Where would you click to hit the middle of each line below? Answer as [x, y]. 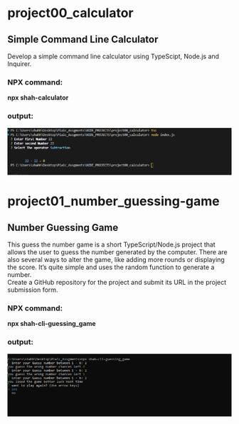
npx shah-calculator [38, 98]
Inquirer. [20, 64]
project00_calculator [70, 13]
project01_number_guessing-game [113, 201]
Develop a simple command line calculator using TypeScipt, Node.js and [113, 56]
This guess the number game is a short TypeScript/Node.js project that [111, 245]
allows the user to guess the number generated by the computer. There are [117, 252]
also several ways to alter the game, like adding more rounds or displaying [116, 260]
